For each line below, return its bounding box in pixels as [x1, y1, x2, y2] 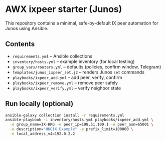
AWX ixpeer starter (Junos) [5, 3, 122, 15]
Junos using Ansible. [5, 25, 49, 31]
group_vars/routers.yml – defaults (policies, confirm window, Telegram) [12, 63, 161, 69]
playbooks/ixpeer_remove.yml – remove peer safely [12, 79, 118, 85]
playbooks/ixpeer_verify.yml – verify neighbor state [12, 85, 121, 91]
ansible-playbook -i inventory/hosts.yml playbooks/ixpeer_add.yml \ [5, 117, 154, 122]
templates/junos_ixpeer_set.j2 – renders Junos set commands [12, 69, 144, 75]
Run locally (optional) [5, 99, 74, 108]
